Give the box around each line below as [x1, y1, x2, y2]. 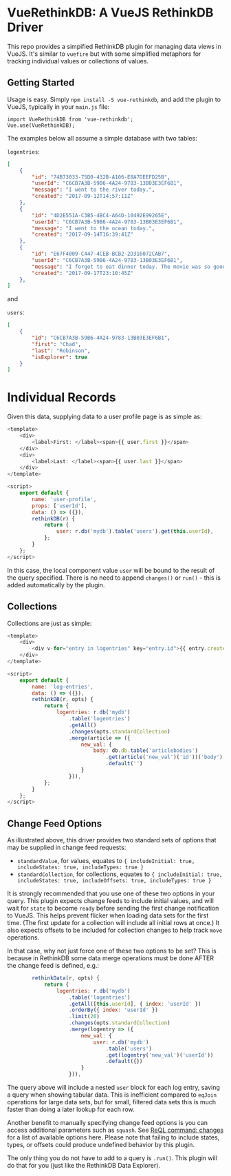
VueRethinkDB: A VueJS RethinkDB [7, 5, 214, 21]
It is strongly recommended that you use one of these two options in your [7, 889, 215, 898]
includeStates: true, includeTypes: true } [16, 864, 144, 871]
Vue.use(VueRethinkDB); [7, 122, 76, 129]
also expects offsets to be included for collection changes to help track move [7, 926, 223, 935]
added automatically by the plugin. [7, 580, 105, 589]
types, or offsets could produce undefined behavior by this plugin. [7, 1141, 195, 1149]
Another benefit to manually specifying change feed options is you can [7, 1119, 208, 1127]
